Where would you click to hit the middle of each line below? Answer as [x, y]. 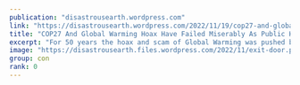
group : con [29, 58]
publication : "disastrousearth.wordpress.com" [97, 17]
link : [19, 26]
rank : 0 [24, 67]
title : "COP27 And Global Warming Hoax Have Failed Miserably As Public [147, 34]
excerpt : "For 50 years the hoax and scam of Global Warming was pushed [147, 42]
